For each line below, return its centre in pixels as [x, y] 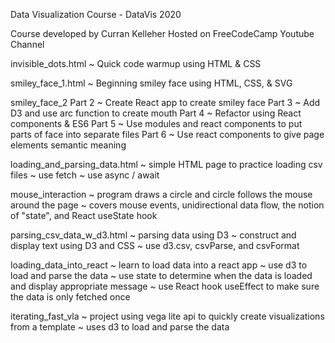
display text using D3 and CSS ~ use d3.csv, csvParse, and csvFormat [155, 245]
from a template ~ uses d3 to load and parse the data [120, 327]
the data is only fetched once [70, 297]
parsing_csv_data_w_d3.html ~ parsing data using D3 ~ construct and [153, 235]
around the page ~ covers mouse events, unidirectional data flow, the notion [167, 205]
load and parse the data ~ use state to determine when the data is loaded [161, 275]
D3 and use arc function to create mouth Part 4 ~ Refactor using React [156, 113]
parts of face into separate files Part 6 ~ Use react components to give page [167, 134]
